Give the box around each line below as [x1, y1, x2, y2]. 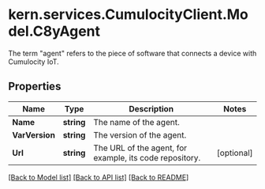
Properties [8, 80, 62, 93]
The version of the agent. [93, 129, 187, 140]
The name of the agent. [93, 116, 180, 127]
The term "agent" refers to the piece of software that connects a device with [8, 48, 257, 58]
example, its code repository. [93, 152, 201, 163]
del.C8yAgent [8, 22, 101, 40]
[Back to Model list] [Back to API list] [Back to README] [8, 172, 189, 182]
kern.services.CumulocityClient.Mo [8, 6, 248, 24]
